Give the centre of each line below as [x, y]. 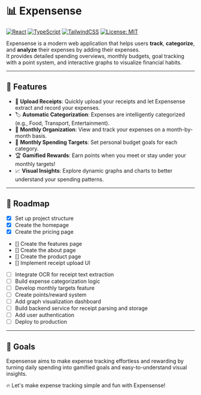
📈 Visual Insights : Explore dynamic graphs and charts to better [94, 170]
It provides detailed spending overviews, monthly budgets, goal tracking [95, 56]
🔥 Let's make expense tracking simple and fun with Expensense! [86, 385]
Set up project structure [44, 218]
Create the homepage [42, 225]
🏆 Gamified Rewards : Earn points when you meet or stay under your [100, 155]
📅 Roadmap [28, 204]
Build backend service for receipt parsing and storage [81, 308]
